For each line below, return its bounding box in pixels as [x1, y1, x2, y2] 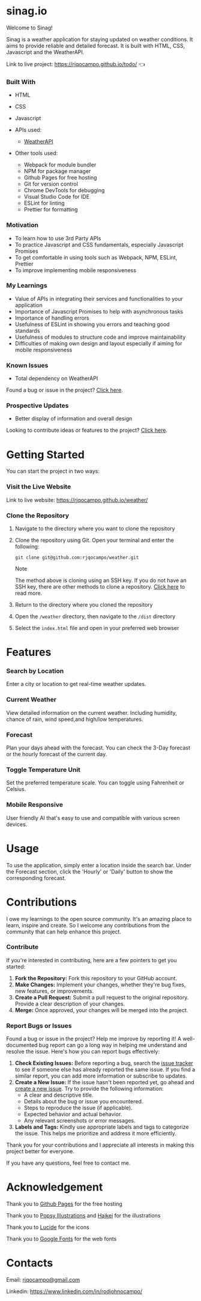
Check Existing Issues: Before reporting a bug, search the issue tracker [14, 1060, 194, 1067]
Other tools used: [14, 150, 58, 157]
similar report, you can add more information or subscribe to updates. [14, 1072, 187, 1079]
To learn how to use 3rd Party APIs [14, 234, 101, 241]
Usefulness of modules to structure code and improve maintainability [14, 333, 186, 341]
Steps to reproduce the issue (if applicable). [23, 1104, 133, 1112]
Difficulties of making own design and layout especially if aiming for [14, 339, 182, 347]
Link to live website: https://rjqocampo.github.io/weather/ [6, 496, 148, 503]
